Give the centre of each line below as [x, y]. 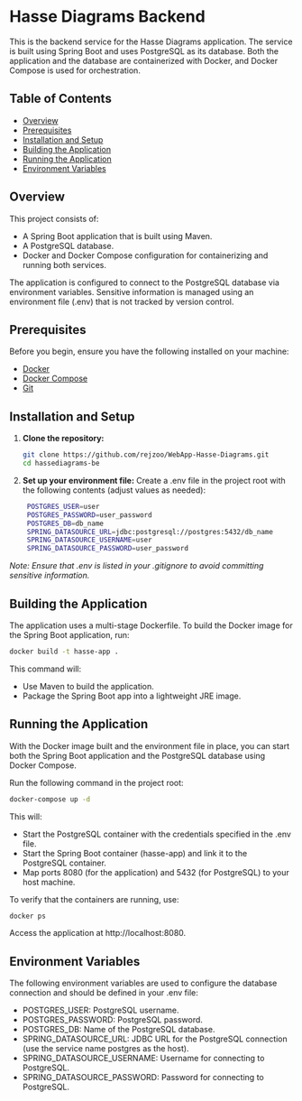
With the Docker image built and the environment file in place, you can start [150, 745]
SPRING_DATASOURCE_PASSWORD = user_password [108, 549]
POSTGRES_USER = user [63, 506]
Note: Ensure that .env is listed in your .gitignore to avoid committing [137, 566]
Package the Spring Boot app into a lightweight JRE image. [132, 696]
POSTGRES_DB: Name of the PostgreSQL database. [119, 1030]
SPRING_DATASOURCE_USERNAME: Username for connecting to [143, 1059]
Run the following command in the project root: [96, 782]
